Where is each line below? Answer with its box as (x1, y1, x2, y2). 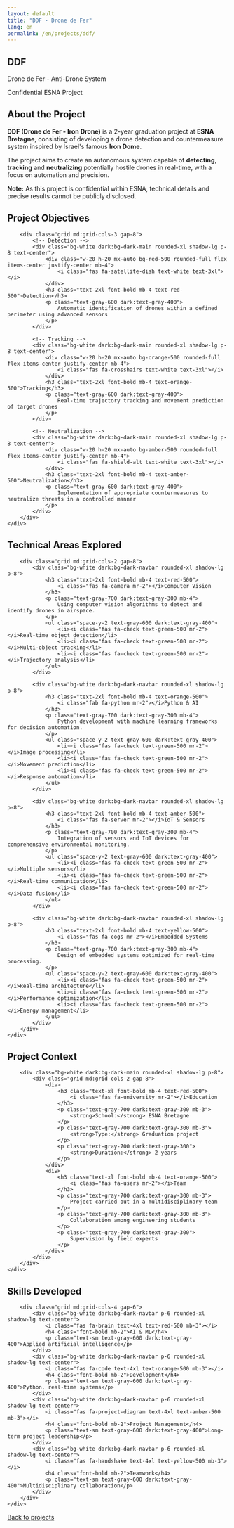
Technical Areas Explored (7, 539, 122, 551)
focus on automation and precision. (7, 170, 110, 179)
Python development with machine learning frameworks (57, 718, 218, 725)
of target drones (7, 403, 58, 410)
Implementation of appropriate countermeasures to (57, 489, 209, 496)
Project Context (7, 1051, 77, 1062)
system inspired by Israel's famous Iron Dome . (7, 142, 142, 150)
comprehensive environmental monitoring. (7, 841, 130, 848)
